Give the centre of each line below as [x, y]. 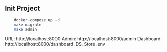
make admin [25, 29]
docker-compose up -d [37, 20]
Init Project [22, 8]
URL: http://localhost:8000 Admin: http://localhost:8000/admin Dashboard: [83, 39]
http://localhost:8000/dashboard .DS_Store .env [55, 44]
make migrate [28, 25]
